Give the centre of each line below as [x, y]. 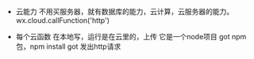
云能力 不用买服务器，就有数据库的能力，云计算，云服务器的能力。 [125, 11]
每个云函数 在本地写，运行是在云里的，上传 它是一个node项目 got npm [131, 37]
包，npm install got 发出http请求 [68, 46]
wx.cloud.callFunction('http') [62, 20]
